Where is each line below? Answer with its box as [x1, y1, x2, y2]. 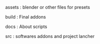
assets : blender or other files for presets [5, 4, 90, 10]
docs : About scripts [5, 23, 47, 29]
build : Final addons [5, 14, 46, 19]
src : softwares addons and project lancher [5, 33, 95, 39]
